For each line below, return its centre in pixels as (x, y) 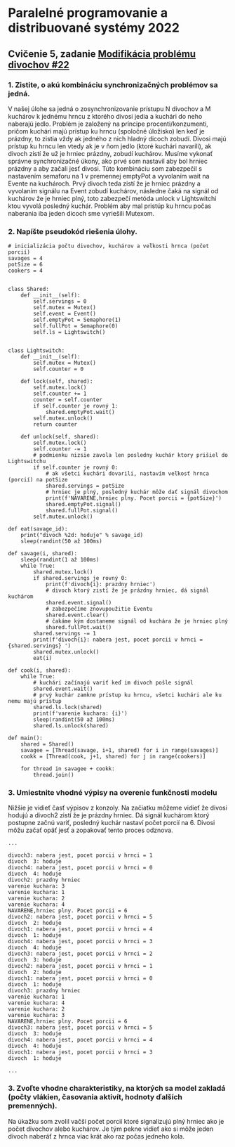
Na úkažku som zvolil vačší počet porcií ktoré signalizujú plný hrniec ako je (116, 1121)
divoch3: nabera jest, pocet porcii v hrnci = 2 (80, 954)
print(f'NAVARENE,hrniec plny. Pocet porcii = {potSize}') (133, 498)
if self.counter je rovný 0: (76, 468)
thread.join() (54, 775)
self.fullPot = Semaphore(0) (76, 326)
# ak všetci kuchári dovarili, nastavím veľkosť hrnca (127, 474)
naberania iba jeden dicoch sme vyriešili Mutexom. (81, 213)
